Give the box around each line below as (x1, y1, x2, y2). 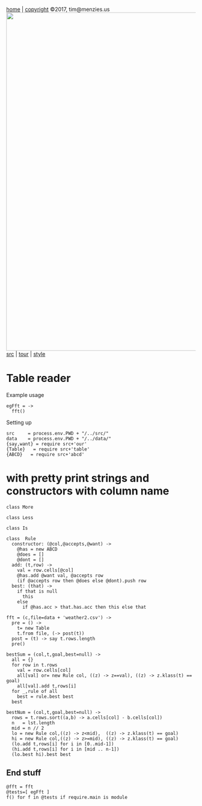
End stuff (6, 768, 41, 778)
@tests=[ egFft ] (6, 789, 50, 795)
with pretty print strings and (6, 472, 150, 485)
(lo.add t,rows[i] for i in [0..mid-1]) (11, 740, 114, 747)
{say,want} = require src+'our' (6, 441, 87, 447)
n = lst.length (11, 719, 55, 726)
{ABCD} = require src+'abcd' (6, 451, 85, 457)
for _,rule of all (11, 688, 58, 694)
